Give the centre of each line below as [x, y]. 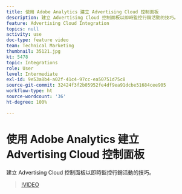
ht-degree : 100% [27, 102]
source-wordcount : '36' [36, 96]
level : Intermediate [32, 74]
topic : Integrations [32, 62]
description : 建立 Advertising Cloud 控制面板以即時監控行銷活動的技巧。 [93, 18]
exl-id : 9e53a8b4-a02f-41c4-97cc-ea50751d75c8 [66, 79]
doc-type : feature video [37, 40]
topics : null [23, 29]
